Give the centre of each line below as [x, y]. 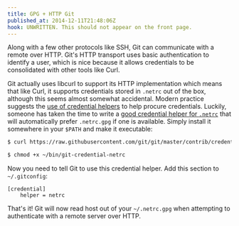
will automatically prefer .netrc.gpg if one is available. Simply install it [109, 122]
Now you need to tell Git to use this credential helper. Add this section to [113, 168]
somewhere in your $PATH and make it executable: [80, 129]
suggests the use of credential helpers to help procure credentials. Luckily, [117, 107]
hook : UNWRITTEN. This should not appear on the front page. [100, 27]
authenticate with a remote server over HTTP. [74, 216]
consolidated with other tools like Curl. [64, 70]
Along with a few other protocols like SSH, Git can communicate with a [111, 48]
